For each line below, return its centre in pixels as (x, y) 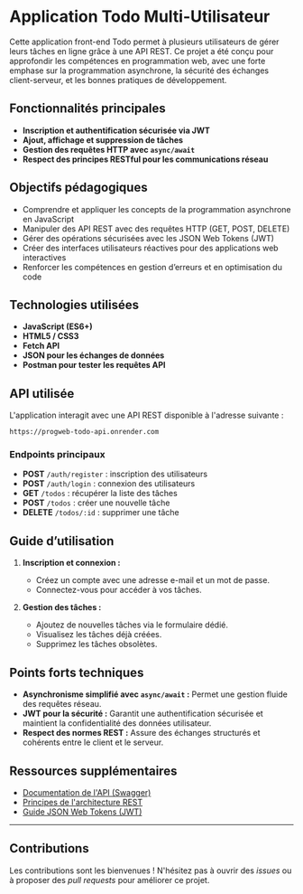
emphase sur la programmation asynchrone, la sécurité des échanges (139, 71)
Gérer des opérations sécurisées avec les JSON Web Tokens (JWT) (148, 238)
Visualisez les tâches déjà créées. (99, 635)
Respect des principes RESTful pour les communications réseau (145, 159)
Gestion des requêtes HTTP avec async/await (109, 149)
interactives (44, 257)
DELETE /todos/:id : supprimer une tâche (101, 513)
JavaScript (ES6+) (57, 326)
